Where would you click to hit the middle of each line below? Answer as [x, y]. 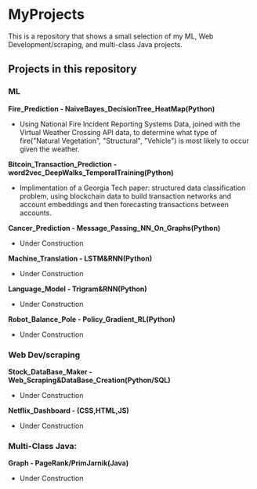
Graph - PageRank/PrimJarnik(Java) [69, 463]
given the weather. [49, 149]
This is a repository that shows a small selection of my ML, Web [111, 36]
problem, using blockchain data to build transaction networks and [125, 196]
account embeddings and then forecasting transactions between [124, 204]
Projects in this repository [72, 69]
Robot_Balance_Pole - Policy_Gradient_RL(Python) [92, 319]
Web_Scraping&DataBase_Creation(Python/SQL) [89, 380]
